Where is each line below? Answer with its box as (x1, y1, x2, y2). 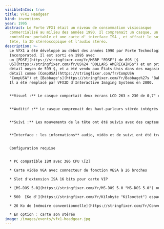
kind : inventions (5, 16, 41, 21)
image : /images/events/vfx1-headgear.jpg (5, 217, 91, 222)
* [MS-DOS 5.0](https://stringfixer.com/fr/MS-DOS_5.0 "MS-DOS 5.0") (9, 185, 154, 190)
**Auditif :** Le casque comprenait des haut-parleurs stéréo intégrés (9, 106, 159, 111)
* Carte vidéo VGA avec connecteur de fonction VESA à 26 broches (9, 168, 147, 173)
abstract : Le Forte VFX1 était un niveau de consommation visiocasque (5, 25, 152, 30)
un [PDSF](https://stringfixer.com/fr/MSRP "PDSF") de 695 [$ (9, 57, 139, 62)
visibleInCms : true (5, 7, 45, 12)
